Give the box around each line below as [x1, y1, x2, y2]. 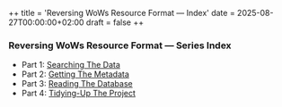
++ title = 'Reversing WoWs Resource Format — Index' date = [8, 8, 235, 18]
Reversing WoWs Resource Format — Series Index [8, 39, 232, 52]
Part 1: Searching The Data [21, 60, 120, 70]
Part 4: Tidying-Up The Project [21, 88, 137, 99]
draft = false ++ [85, 17, 145, 28]
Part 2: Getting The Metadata [21, 69, 129, 79]
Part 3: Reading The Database [21, 78, 133, 89]
